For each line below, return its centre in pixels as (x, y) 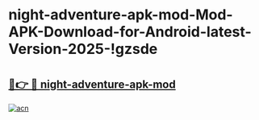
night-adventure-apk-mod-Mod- (121, 15)
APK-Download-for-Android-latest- (130, 32)
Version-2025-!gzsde (83, 49)
